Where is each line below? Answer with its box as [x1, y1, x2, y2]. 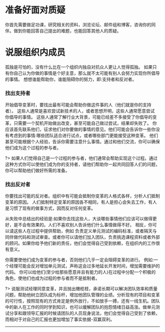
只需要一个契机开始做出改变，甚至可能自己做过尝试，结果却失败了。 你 [13, 120, 157, 126]
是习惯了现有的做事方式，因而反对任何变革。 [5, 205, 96, 211]
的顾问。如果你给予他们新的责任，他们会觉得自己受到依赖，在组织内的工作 [5, 240, 156, 246]
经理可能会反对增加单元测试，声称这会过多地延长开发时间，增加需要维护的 [9, 263, 160, 269]
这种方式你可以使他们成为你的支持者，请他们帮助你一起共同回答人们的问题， [5, 162, 160, 167]
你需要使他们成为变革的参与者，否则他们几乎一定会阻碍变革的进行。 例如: [5, 257, 154, 263]
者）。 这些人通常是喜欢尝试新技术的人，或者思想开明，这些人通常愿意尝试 [5, 108, 155, 114]
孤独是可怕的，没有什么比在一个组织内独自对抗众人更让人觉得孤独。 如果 [5, 64, 153, 70]
